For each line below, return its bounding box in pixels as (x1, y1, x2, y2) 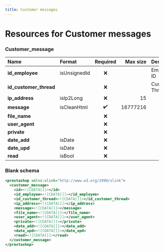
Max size (125, 58, 146, 65)
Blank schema (5, 167, 40, 174)
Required (94, 58, 116, 65)
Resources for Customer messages (5, 28, 151, 39)
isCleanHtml (60, 104, 88, 111)
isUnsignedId (60, 69, 90, 76)
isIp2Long (60, 95, 83, 102)
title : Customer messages (5, 7, 58, 12)
